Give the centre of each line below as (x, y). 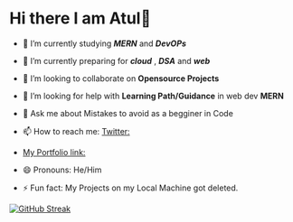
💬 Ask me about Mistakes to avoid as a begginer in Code (128, 113)
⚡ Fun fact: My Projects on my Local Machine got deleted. (130, 188)
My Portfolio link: (54, 152)
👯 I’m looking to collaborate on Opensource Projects (121, 78)
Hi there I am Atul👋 (80, 18)
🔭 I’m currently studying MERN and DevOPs (104, 43)
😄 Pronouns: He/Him (62, 170)
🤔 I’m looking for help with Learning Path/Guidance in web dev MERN (153, 96)
